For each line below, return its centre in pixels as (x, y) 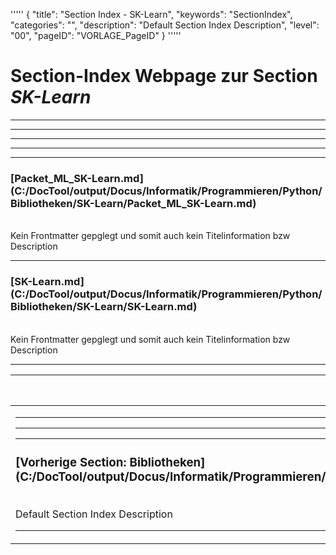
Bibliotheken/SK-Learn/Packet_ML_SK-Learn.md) (133, 203)
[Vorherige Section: (71, 462)
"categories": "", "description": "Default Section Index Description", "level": (165, 25)
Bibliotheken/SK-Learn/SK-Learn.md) (104, 307)
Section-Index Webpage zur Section (164, 76)
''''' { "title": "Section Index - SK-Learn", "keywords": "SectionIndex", (151, 14)
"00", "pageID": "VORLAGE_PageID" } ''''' (96, 35)
